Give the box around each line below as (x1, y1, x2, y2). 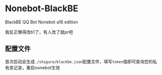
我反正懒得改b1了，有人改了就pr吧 (5, 29, 73, 35)
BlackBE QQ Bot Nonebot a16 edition (5, 19, 79, 25)
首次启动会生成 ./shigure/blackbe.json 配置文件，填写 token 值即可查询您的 (5, 58, 153, 64)
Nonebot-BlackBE (5, 3, 79, 14)
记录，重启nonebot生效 (13, 64, 60, 71)
